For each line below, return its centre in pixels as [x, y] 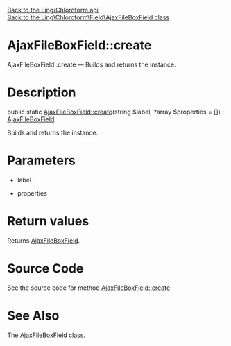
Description [42, 93]
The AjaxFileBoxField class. [46, 335]
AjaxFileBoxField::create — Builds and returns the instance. [92, 64]
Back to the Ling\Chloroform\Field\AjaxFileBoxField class [88, 17]
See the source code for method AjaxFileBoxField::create [89, 288]
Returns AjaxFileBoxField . [44, 240]
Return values [48, 221]
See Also [33, 315]
